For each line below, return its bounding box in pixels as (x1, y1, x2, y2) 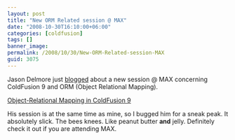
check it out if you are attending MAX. (7, 124, 117, 133)
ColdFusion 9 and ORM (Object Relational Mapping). (7, 82, 159, 91)
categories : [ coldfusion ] (7, 29, 83, 37)
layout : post (7, 10, 46, 17)
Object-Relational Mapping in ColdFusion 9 (7, 96, 131, 104)
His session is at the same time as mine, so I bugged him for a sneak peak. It (7, 109, 229, 118)
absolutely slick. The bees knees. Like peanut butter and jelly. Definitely (7, 117, 215, 125)
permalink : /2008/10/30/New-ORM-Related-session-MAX (7, 50, 165, 57)
